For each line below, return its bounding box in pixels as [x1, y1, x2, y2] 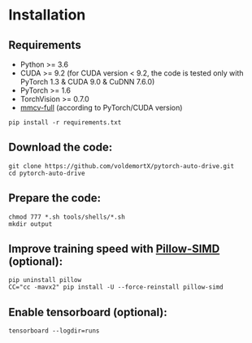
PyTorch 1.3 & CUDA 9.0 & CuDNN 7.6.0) [20, 77, 155, 86]
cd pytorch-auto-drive [8, 169, 85, 177]
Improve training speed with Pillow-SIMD [8, 242, 220, 256]
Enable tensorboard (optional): [8, 305, 168, 319]
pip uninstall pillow [8, 276, 82, 284]
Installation [8, 6, 86, 24]
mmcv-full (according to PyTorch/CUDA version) [20, 103, 183, 112]
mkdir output [8, 219, 53, 228]
